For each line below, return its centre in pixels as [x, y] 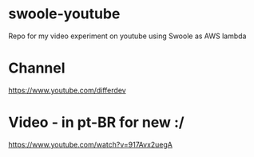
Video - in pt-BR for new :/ [97, 122]
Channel [37, 68]
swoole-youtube [64, 14]
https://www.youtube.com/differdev [67, 90]
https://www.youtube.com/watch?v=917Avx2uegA [91, 144]
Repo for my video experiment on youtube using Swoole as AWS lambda [127, 36]
